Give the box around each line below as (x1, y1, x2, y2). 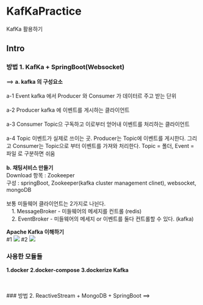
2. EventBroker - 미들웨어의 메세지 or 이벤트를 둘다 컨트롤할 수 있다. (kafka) (12, 215, 194, 222)
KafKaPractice (6, 4, 82, 18)
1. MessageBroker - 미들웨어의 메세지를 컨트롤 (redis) (12, 207, 142, 215)
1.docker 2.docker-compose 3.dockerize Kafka (6, 266, 129, 273)
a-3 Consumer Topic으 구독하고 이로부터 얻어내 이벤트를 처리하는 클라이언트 (6, 120, 190, 128)
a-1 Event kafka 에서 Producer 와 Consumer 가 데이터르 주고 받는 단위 (6, 92, 177, 99)
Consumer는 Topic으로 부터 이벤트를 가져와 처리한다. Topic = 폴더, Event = (12, 142, 194, 149)
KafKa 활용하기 (6, 25, 43, 32)
